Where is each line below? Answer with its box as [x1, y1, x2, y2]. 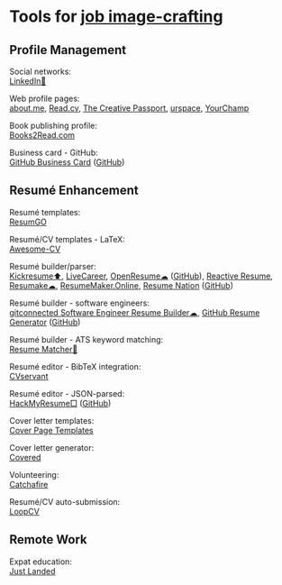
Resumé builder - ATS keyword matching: [9, 334, 164, 344]
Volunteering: [9, 469, 59, 480]
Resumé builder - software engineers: [9, 297, 150, 308]
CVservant [9, 370, 49, 381]
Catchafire [9, 479, 49, 489]
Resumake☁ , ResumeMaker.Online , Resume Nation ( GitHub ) [9, 279, 234, 290]
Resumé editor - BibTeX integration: [9, 361, 141, 371]
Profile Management [9, 42, 127, 58]
